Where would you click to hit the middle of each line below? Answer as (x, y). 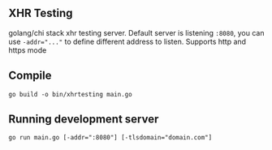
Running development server (84, 120)
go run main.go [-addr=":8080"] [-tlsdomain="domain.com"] (110, 138)
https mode (28, 50)
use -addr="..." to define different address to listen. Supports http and (127, 41)
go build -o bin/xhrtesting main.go (70, 94)
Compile (30, 76)
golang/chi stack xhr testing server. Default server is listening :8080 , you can (136, 32)
